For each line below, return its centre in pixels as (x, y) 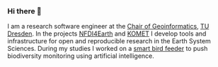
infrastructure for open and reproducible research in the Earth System (109, 41)
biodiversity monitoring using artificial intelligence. (81, 56)
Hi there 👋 (25, 11)
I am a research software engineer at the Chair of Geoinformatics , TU (108, 27)
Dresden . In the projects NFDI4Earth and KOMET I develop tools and (107, 33)
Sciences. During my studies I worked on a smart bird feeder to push (108, 49)
